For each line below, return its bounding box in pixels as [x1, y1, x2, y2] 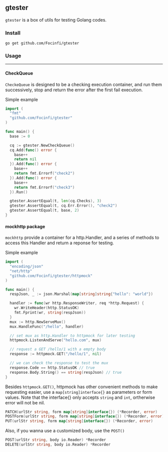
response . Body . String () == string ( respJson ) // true [9, 370, 122, 375]
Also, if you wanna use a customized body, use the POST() [5, 428, 125, 434]
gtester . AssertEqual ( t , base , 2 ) [9, 208, 79, 213]
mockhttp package [5, 223, 45, 229]
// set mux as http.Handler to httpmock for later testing [9, 333, 135, 338]
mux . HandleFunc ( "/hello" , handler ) [9, 324, 84, 329]
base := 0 [9, 133, 30, 139]
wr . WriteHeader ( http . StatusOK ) [14, 306, 79, 311]
